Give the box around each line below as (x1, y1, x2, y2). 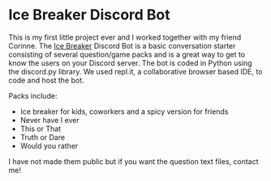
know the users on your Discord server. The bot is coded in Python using (8, 58, 253, 68)
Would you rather (19, 141, 79, 150)
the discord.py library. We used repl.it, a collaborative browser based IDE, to (8, 66, 263, 76)
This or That (19, 124, 62, 133)
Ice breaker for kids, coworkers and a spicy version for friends (19, 107, 229, 116)
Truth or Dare (19, 132, 66, 142)
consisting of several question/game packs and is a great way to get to (8, 49, 246, 59)
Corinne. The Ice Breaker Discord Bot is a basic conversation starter (8, 40, 236, 50)
